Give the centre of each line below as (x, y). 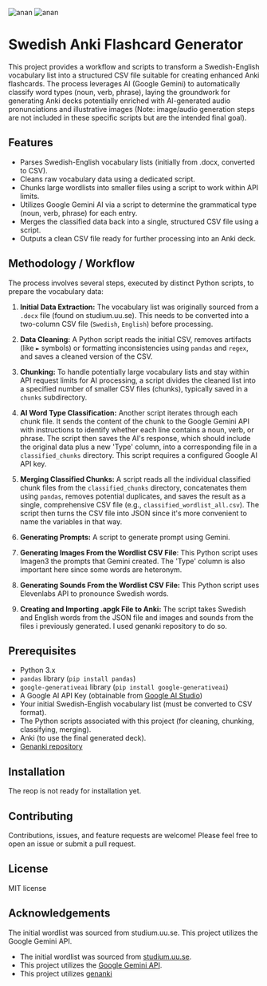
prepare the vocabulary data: (56, 291)
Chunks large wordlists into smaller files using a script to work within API (139, 187)
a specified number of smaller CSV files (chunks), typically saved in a (134, 388)
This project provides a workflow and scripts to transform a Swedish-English (134, 66)
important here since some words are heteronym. (101, 569)
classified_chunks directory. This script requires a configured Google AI (138, 455)
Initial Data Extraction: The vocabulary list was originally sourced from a (139, 307)
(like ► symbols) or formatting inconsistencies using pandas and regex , (134, 348)
